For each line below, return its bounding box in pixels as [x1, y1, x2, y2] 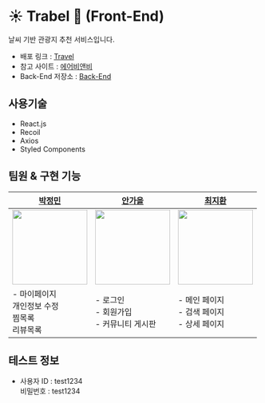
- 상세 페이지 [178, 318, 225, 330]
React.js [19, 119, 47, 128]
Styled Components [19, 144, 86, 154]
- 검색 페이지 [178, 306, 225, 318]
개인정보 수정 [12, 300, 59, 311]
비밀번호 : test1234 [19, 386, 81, 396]
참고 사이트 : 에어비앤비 [19, 61, 93, 71]
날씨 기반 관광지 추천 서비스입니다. [8, 34, 115, 44]
